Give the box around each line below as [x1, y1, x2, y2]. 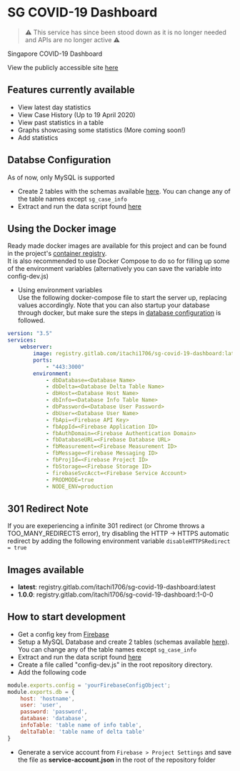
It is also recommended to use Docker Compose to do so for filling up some [7, 257, 230, 265]
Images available [7, 564, 84, 576]
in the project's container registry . [7, 249, 107, 258]
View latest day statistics [17, 103, 91, 111]
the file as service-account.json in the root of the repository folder [17, 755, 216, 764]
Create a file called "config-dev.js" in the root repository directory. [17, 660, 213, 669]
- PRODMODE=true [45, 476, 94, 483]
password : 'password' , [20, 708, 88, 715]
